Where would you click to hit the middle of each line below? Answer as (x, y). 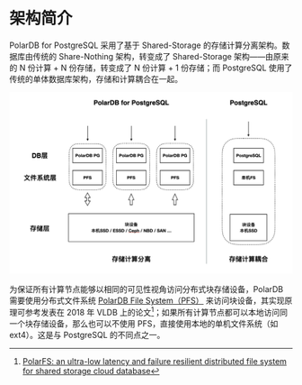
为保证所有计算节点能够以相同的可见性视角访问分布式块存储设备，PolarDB (147, 289)
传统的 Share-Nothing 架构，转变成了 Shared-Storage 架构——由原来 (161, 56)
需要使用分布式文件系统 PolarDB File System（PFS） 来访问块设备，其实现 (147, 301)
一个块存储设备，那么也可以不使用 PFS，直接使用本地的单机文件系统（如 (144, 323)
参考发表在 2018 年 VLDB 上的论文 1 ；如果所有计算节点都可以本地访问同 (156, 312)
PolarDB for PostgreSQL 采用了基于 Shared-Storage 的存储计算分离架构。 (146, 45)
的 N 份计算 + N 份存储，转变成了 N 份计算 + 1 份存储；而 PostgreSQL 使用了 (151, 68)
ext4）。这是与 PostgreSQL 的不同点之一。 (87, 335)
